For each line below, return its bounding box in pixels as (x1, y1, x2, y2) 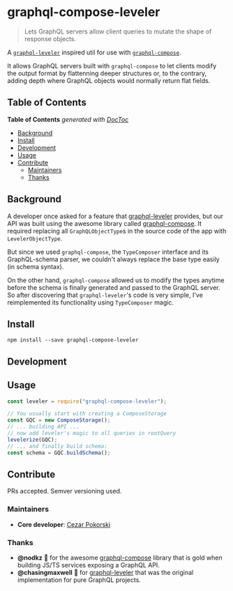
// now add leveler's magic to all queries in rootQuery (7, 430, 176, 437)
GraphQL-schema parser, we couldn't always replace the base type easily (7, 255, 220, 263)
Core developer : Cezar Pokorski (17, 520, 111, 528)
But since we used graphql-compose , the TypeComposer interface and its (7, 247, 209, 256)
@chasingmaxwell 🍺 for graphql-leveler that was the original (17, 568, 194, 576)
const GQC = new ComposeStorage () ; (7, 417, 111, 424)
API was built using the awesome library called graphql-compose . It (7, 219, 202, 227)
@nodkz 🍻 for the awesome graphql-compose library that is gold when (17, 553, 223, 562)
